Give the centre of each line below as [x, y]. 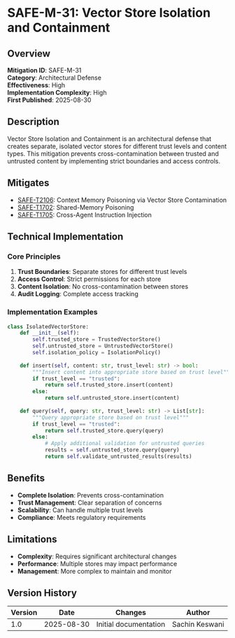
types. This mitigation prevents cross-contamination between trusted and [113, 153]
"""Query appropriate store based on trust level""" [111, 417]
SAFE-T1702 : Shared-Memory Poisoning [76, 207]
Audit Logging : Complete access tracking [78, 294]
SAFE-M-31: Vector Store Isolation [109, 13]
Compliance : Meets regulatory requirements [81, 517]
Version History [42, 593]
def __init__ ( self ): [50, 333]
